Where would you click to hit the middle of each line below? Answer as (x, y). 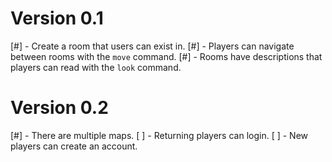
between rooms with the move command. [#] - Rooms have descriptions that (166, 56)
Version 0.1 (57, 18)
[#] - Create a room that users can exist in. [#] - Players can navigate (152, 46)
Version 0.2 (59, 108)
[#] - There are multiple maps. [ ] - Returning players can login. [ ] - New (159, 135)
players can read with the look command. (96, 67)
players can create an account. (74, 146)
